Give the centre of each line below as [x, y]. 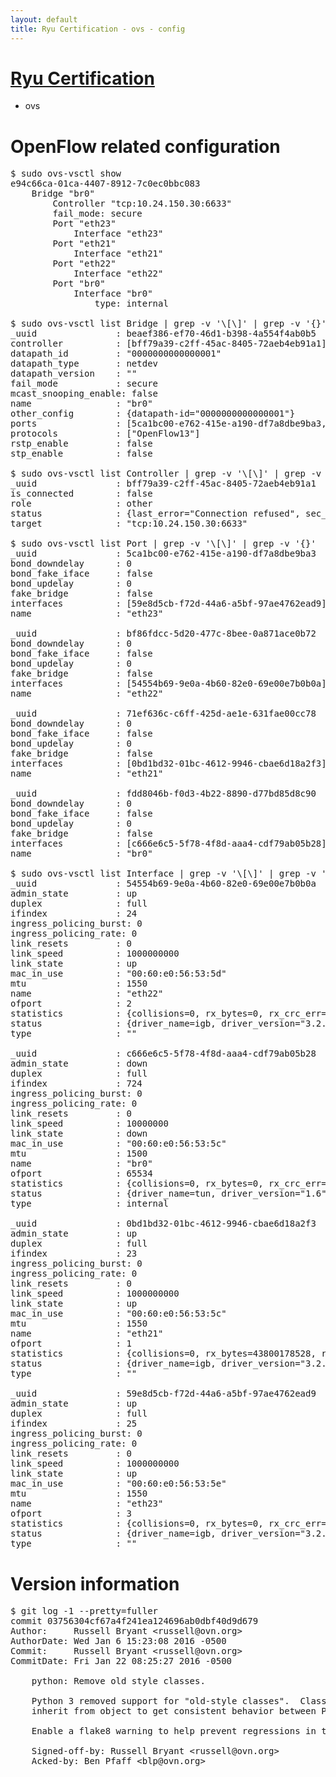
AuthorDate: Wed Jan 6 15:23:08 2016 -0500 [118, 1641]
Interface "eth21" [118, 254]
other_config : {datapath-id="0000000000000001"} [153, 414]
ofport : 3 [71, 1514]
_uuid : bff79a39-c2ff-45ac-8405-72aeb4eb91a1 [163, 484]
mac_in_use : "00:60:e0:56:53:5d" [118, 974]
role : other [81, 504]
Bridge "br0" [63, 194]
